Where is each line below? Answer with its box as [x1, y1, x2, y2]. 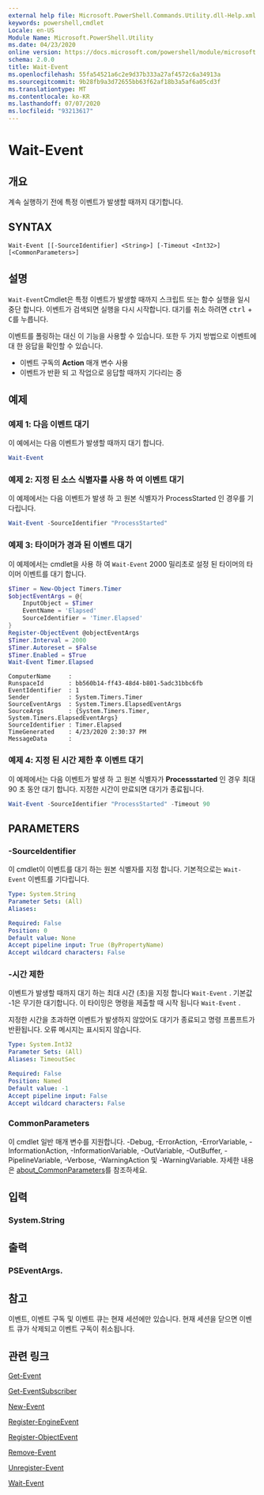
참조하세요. [113, 1165, 148, 1174]
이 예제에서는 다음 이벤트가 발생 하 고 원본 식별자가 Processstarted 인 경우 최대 [8, 774, 255, 784]
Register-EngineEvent [8, 1417, 79, 1426]
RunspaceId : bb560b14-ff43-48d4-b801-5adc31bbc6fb [8, 680, 203, 688]
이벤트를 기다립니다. [27, 875, 89, 884]
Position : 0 [8, 927, 47, 935]
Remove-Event [8, 1448, 57, 1457]
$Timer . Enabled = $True [8, 651, 87, 659]
